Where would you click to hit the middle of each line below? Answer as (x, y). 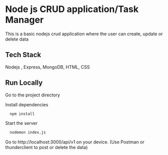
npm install (22, 114)
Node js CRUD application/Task (72, 9)
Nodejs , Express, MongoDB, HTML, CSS (48, 67)
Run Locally (24, 83)
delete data (17, 39)
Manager (24, 20)
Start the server (21, 123)
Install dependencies (27, 104)
